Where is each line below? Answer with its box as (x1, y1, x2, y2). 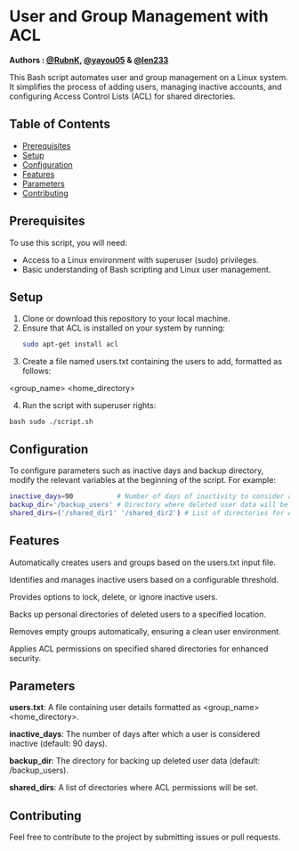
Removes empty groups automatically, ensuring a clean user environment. (9, 626, 282, 636)
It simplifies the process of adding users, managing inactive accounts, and (9, 81, 282, 92)
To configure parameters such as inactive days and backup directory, (9, 465, 264, 476)
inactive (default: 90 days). (9, 738, 109, 749)
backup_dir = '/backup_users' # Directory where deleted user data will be (9, 500, 289, 509)
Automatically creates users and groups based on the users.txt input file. (9, 557, 276, 568)
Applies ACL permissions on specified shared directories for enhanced (9, 643, 269, 654)
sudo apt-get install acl (21, 340, 118, 349)
